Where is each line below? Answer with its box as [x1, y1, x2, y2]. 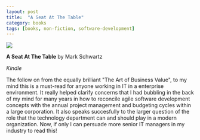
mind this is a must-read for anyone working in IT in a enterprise [6, 83, 164, 90]
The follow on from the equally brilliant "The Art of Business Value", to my [6, 76, 187, 84]
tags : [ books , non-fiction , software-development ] [6, 25, 135, 32]
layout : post [6, 8, 39, 15]
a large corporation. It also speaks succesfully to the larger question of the [6, 108, 190, 115]
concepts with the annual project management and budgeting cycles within [6, 102, 192, 109]
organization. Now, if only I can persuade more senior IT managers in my [6, 121, 185, 128]
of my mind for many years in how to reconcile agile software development [6, 95, 190, 102]
